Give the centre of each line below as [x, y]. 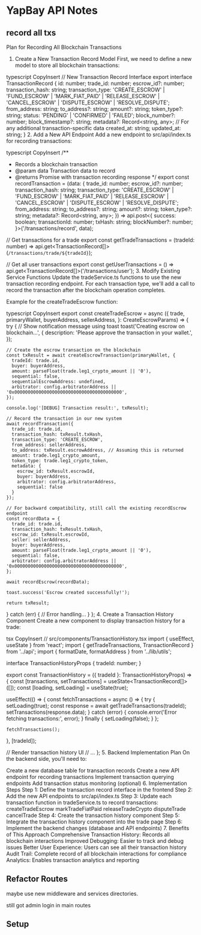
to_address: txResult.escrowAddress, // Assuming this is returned [98, 450]
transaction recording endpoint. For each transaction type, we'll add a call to [100, 283]
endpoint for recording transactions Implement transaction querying [90, 777]
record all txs [31, 33]
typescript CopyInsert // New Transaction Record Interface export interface [99, 77]
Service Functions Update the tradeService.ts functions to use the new [94, 277]
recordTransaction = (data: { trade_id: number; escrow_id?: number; [99, 183]
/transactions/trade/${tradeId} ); [50, 253]
